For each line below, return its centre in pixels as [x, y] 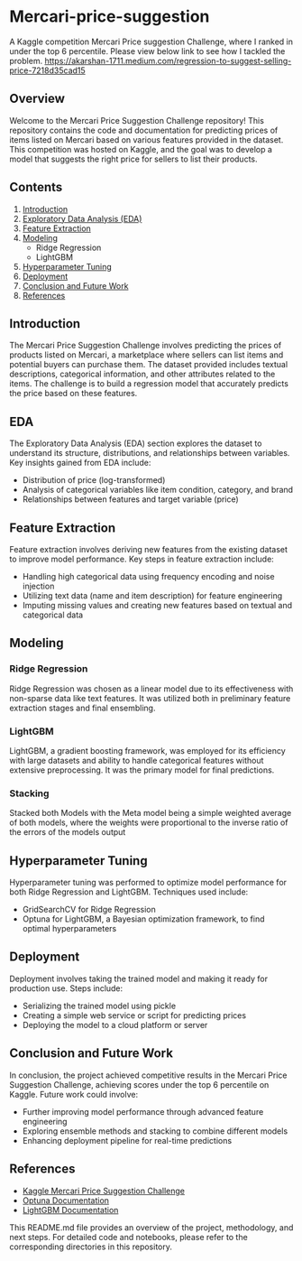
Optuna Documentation [66, 1200]
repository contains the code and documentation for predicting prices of [144, 130]
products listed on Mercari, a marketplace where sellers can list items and [146, 355]
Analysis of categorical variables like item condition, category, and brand [158, 490]
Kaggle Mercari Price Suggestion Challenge [104, 1191]
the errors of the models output [68, 832]
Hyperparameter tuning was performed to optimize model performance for [148, 883]
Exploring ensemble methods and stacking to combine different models [155, 1131]
